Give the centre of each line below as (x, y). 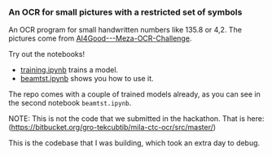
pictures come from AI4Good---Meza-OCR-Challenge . (100, 38)
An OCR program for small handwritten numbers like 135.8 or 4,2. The (125, 30)
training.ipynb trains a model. (69, 70)
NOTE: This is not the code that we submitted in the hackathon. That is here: (136, 119)
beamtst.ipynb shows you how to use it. (87, 79)
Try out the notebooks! (47, 54)
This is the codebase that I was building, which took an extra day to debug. (134, 143)
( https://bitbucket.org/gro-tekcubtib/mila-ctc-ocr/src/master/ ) (112, 128)
